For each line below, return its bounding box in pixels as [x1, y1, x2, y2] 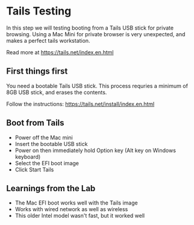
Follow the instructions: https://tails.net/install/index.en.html [6, 100, 155, 107]
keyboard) [14, 153, 41, 160]
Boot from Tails [6, 118, 64, 128]
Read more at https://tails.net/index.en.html [6, 48, 114, 55]
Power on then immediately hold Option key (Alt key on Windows [14, 147, 177, 154]
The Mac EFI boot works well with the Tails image [14, 199, 138, 206]
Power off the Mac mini [14, 134, 74, 141]
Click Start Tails [14, 166, 54, 173]
